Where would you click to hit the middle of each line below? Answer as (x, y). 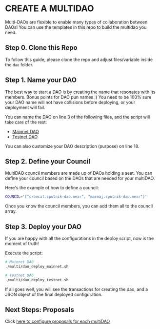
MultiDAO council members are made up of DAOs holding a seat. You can (79, 173)
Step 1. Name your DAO (41, 80)
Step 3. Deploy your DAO (43, 227)
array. (11, 211)
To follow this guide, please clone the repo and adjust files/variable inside (79, 60)
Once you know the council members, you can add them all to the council (79, 206)
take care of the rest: (26, 122)
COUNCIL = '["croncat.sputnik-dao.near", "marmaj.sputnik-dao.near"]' (76, 197)
